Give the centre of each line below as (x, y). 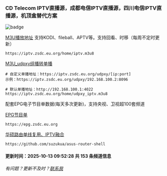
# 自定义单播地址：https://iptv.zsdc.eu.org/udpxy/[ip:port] (68, 74)
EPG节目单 (16, 115)
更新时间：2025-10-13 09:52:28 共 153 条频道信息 (58, 156)
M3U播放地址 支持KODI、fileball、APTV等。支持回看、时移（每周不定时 (80, 38)
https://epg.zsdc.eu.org (31, 125)
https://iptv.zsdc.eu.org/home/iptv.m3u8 (50, 54)
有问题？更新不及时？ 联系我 (34, 168)
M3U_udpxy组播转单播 (29, 64)
